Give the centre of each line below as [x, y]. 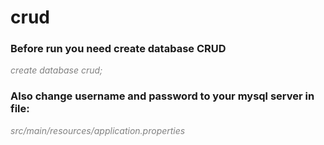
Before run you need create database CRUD [118, 49]
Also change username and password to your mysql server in [162, 96]
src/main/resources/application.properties [98, 130]
